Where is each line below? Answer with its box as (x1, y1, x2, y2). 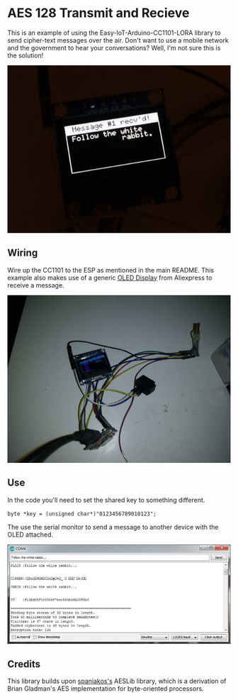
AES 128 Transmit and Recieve (7, 5, 190, 21)
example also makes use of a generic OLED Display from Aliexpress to (7, 273, 212, 282)
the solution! (7, 51, 44, 60)
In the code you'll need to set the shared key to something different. (7, 496, 205, 504)
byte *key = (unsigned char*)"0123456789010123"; (7, 510, 157, 518)
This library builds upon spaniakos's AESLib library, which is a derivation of (7, 677, 227, 686)
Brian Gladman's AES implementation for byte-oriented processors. (7, 684, 204, 693)
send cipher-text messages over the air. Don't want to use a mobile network (7, 35, 229, 44)
